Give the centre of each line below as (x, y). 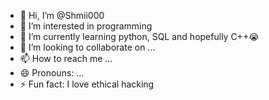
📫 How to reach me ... (66, 58)
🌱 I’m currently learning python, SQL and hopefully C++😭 (139, 36)
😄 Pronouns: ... (52, 73)
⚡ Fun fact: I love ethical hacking (87, 84)
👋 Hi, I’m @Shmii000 (62, 15)
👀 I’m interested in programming (86, 26)
